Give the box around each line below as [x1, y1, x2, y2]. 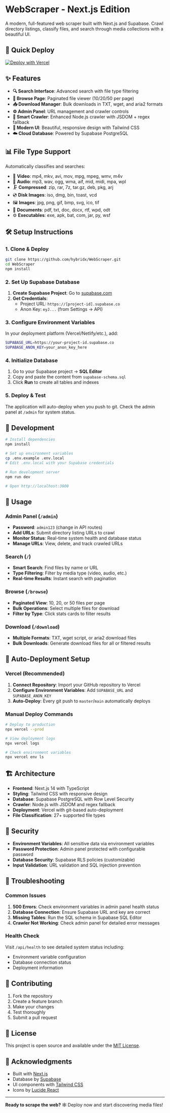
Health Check [5, 932, 39, 939]
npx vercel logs [5, 741, 39, 746]
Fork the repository [12, 993, 53, 999]
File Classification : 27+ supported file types [12, 812, 105, 818]
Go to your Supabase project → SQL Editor [12, 368, 102, 374]
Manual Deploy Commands [5, 710, 73, 717]
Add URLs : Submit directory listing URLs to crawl [12, 530, 115, 536]
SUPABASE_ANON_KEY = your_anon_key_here [5, 345, 87, 350]
